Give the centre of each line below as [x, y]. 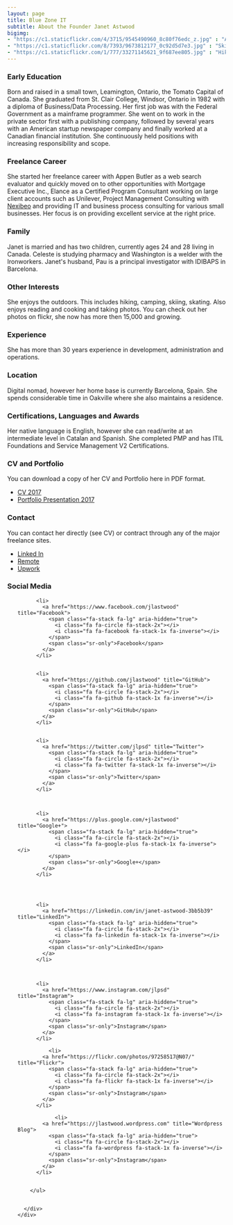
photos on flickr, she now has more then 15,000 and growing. [94, 317]
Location [23, 375]
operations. [24, 357]
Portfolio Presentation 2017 [56, 500]
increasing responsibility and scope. [59, 144]
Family [19, 231]
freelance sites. [29, 540]
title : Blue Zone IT [37, 20]
